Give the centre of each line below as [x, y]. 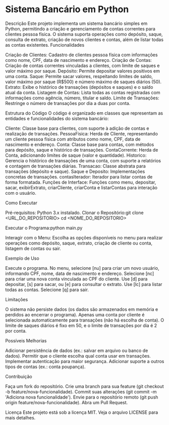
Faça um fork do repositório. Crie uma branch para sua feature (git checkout [84, 386]
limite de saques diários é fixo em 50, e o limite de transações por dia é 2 [81, 325]
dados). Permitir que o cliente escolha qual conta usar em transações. [78, 356]
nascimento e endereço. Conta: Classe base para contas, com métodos [80, 144]
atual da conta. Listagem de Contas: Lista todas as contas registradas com [83, 92]
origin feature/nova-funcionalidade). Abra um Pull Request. [67, 402]
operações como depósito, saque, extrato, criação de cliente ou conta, [79, 243]
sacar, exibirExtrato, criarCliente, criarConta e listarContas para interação [81, 187]
